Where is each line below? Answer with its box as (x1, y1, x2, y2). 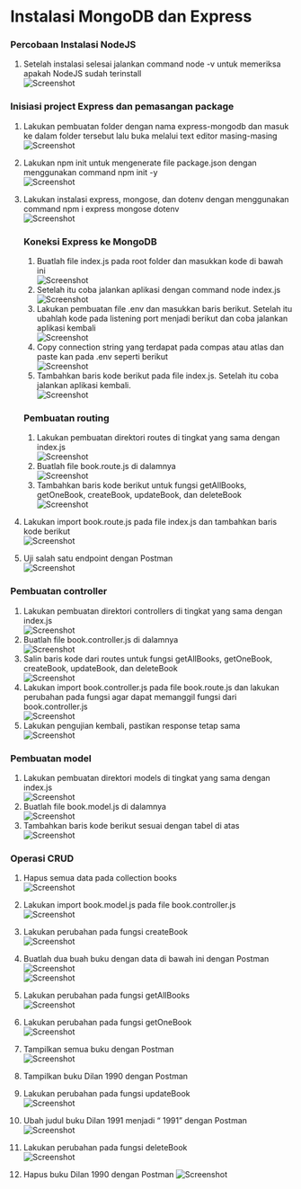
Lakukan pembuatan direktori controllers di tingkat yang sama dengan (22, 605, 283, 617)
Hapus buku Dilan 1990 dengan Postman (22, 1169, 174, 1180)
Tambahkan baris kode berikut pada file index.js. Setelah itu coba (36, 370, 279, 381)
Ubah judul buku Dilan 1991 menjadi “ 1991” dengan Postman (22, 1115, 248, 1126)
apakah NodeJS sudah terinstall (22, 68, 142, 79)
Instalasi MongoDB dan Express (10, 6, 252, 27)
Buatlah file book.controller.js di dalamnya (22, 634, 179, 644)
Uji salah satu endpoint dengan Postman (22, 553, 173, 563)
